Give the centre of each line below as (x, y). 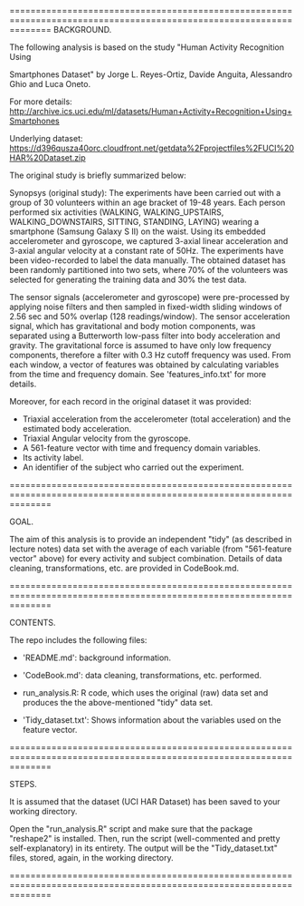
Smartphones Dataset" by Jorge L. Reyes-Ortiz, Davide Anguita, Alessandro (151, 74)
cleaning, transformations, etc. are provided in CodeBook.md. (124, 568)
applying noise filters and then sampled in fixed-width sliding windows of (146, 307)
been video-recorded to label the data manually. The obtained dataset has (148, 260)
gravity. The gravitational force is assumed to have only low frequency (140, 345)
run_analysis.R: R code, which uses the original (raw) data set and (145, 693)
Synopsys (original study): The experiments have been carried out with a (145, 193)
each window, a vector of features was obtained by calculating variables (144, 365)
